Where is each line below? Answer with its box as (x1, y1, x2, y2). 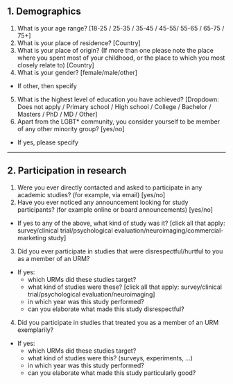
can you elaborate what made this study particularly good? (27, 368, 196, 377)
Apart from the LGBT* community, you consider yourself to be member (17, 117, 221, 126)
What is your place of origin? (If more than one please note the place (17, 46, 214, 54)
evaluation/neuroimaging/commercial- (114, 226, 224, 235)
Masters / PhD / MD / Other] (17, 110, 98, 118)
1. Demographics (7, 6, 81, 17)
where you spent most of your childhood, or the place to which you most (17, 53, 225, 62)
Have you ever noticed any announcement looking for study (17, 198, 189, 206)
